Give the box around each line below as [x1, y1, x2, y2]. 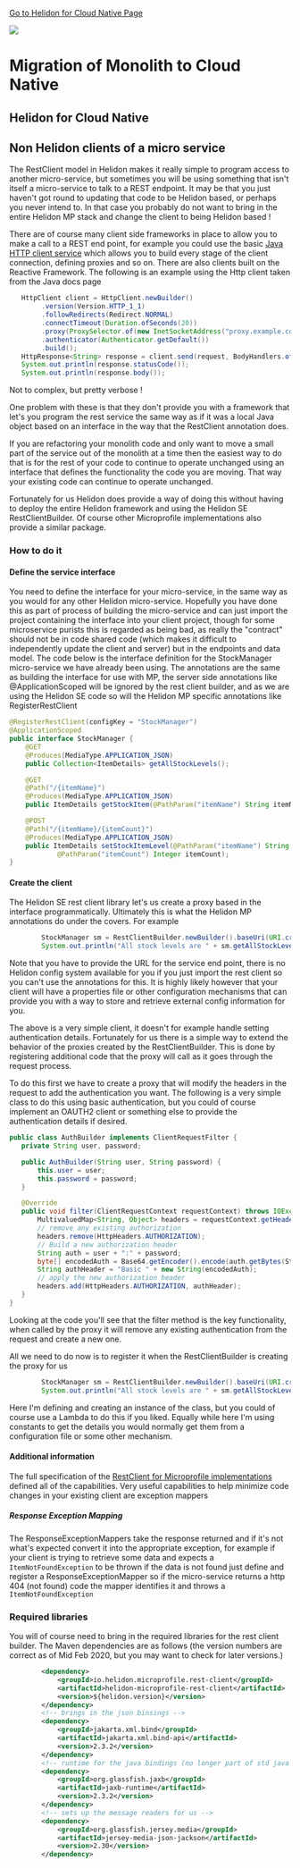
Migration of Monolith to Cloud [9, 55, 241, 76]
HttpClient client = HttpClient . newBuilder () [21, 294, 194, 303]
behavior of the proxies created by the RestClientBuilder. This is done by [9, 1041, 276, 1053]
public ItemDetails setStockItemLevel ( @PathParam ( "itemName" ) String [25, 841, 290, 850]
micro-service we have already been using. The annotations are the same [9, 662, 281, 673]
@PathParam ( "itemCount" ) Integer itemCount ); [56, 849, 229, 859]
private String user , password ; [21, 1141, 142, 1151]
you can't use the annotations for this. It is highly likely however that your [9, 977, 279, 988]
